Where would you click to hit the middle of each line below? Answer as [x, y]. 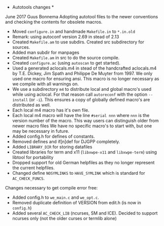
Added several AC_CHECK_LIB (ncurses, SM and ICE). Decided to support [85, 213]
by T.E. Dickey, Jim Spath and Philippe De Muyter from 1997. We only [82, 73]
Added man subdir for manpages [46, 52]
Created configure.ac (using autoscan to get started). [66, 63]
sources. [21, 47]
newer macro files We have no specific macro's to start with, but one [82, 126]
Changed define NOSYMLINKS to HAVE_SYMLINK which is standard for [79, 173]
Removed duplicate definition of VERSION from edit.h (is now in [77, 203]
